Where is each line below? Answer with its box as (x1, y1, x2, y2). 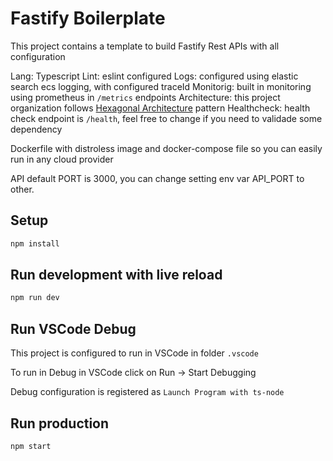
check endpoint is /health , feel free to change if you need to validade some (10, 112, 323, 124)
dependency (10, 123, 63, 135)
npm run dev (10, 293, 60, 303)
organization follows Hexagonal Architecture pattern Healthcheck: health (10, 102, 311, 114)
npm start (10, 441, 52, 451)
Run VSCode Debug (10, 320, 137, 337)
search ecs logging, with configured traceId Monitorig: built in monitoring (10, 80, 312, 92)
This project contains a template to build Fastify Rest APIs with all (10, 40, 280, 52)
